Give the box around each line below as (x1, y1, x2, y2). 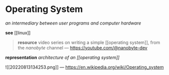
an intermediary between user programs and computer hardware (5, 20, 141, 26)
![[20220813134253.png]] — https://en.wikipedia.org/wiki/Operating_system (5, 64, 164, 70)
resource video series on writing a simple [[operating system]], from (17, 39, 160, 45)
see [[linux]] (5, 29, 31, 35)
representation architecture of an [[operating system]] (5, 54, 120, 60)
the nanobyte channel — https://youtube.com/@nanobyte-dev (17, 44, 148, 50)
